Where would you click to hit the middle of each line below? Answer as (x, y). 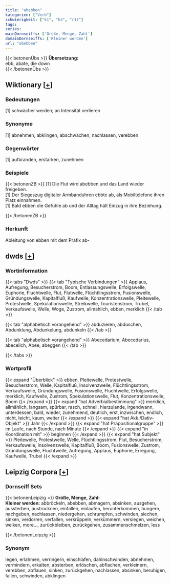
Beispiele (17, 173)
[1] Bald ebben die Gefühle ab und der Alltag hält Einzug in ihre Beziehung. (84, 206)
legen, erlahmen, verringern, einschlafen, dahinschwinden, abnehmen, (80, 559)
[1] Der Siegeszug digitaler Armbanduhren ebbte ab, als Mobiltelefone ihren (85, 195)
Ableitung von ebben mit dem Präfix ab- (47, 240)
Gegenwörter (22, 148)
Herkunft (17, 229)
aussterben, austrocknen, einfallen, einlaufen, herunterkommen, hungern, (83, 509)
